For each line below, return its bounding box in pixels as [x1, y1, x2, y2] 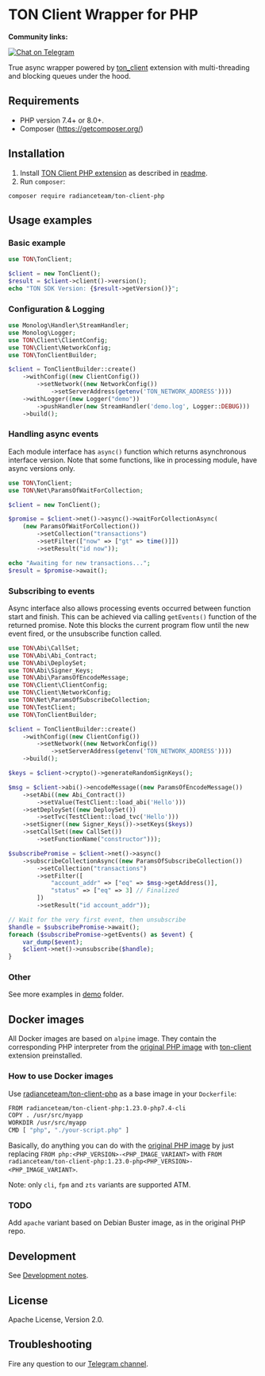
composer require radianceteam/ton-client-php [8, 192, 165, 200]
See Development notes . [8, 1271, 89, 1280]
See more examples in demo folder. [8, 989, 125, 1000]
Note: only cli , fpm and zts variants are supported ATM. [8, 1180, 191, 1190]
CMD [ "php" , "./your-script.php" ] [8, 1126, 129, 1135]
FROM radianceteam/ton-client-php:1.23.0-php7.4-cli [8, 1104, 186, 1112]
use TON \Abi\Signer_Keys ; [8, 666, 94, 674]
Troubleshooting [8, 1338, 93, 1351]
